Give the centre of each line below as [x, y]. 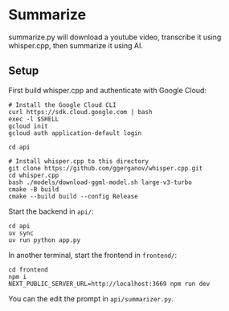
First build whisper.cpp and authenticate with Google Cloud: [108, 90]
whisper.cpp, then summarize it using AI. [76, 45]
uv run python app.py [45, 240]
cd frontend [28, 270]
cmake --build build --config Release [73, 196]
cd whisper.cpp [34, 175]
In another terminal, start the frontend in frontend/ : [93, 255]
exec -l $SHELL [34, 119]
